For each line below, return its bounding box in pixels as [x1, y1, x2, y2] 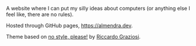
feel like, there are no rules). [6, 11, 74, 18]
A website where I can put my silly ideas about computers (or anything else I [6, 5, 190, 11]
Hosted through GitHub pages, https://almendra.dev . [6, 22, 133, 29]
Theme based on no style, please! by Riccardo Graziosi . [6, 33, 141, 40]
